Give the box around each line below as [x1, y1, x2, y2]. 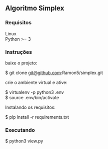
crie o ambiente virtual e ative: [5, 79, 67, 85]
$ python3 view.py [5, 138, 43, 144]
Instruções [5, 48, 32, 55]
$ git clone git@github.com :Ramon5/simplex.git [5, 69, 103, 76]
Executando [5, 126, 35, 133]
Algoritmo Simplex [5, 4, 64, 13]
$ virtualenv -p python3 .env [5, 89, 64, 95]
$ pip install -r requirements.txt [5, 114, 69, 120]
